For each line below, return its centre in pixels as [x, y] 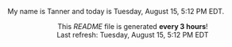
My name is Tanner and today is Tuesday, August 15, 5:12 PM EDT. [116, 11]
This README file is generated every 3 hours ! [133, 26]
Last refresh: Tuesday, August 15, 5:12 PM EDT [133, 35]
